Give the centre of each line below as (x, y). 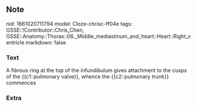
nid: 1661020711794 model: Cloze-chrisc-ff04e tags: (69, 23)
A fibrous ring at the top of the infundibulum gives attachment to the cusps (96, 70)
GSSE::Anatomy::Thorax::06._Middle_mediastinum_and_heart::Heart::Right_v (98, 36)
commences (21, 83)
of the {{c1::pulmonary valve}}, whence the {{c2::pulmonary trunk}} (88, 77)
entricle (15, 42)
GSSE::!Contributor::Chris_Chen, (45, 30)
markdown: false (46, 42)
